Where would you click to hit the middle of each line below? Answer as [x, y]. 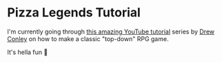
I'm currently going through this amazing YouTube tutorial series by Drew [111, 32]
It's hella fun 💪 [28, 52]
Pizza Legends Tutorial [74, 13]
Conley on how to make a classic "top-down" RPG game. [88, 38]
